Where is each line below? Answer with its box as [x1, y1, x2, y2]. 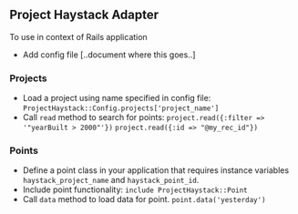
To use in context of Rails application [9, 31, 148, 42]
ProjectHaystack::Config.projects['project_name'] [22, 104, 220, 113]
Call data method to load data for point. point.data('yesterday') [22, 194, 266, 205]
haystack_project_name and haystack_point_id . [22, 175, 200, 186]
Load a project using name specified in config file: [22, 93, 211, 104]
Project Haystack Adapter [9, 7, 159, 23]
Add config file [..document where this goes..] [22, 49, 196, 60]
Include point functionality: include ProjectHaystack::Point [22, 184, 248, 195]
